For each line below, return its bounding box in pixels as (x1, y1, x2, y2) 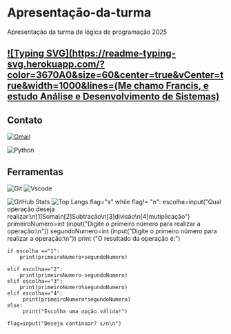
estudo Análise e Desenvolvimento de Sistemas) (7, 91, 220, 103)
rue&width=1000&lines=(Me (7, 80, 132, 92)
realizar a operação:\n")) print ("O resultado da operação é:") (7, 234, 181, 242)
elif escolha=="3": (7, 277, 63, 284)
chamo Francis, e (133, 80, 209, 92)
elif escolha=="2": (7, 266, 63, 273)
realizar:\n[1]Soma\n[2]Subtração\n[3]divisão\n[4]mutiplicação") (7, 212, 190, 220)
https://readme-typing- (72, 48, 176, 59)
